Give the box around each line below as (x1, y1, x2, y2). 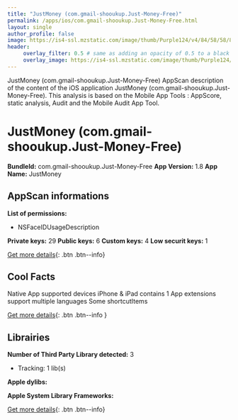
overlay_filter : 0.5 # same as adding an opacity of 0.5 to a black (23, 50, 230, 57)
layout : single (7, 23, 52, 31)
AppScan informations (7, 190, 110, 202)
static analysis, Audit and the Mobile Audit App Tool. (7, 99, 160, 107)
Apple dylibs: (7, 377, 47, 387)
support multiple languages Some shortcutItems (7, 297, 148, 306)
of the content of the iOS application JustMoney (7, 83, 147, 92)
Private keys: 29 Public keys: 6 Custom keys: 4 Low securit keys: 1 (7, 236, 208, 245)
